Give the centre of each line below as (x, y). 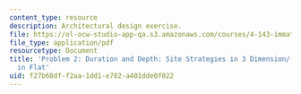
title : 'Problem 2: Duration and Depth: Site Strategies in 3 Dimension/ (150, 59)
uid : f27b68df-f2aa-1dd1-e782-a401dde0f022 (92, 76)
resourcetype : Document (54, 51)
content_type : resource (54, 17)
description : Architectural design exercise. (95, 26)
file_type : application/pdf (62, 43)
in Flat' (34, 68)
